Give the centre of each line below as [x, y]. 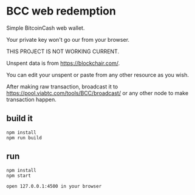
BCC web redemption [61, 11]
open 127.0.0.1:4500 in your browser [54, 186]
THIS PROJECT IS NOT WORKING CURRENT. [63, 51]
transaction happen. [31, 99]
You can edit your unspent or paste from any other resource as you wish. [98, 74]
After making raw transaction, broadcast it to [62, 87]
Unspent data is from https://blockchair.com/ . [63, 63]
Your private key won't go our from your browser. [68, 39]
